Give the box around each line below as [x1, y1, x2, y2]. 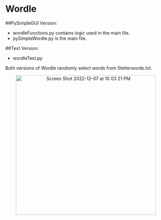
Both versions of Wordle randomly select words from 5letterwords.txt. [5, 65, 152, 71]
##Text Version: [5, 45, 39, 51]
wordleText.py [12, 55, 42, 61]
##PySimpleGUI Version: [5, 20, 57, 26]
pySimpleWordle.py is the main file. [12, 35, 87, 41]
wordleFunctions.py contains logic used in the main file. [12, 30, 130, 36]
